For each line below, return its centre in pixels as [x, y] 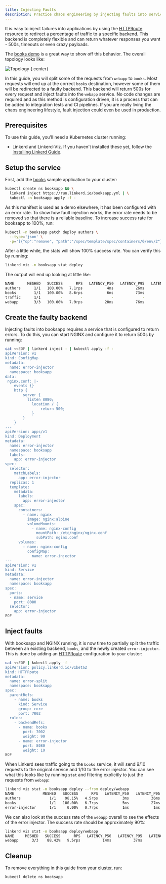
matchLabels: [27, 473]
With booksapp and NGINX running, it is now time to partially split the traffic [82, 643]
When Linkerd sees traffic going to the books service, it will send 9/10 [75, 764]
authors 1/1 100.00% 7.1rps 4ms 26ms [75, 288]
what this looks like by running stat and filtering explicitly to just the [74, 775]
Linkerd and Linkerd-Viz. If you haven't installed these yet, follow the [82, 147]
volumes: [27, 542]
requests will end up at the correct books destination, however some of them [83, 83]
